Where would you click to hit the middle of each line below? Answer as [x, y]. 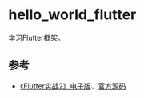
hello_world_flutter [72, 15]
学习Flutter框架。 [37, 37]
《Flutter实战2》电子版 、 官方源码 [73, 86]
